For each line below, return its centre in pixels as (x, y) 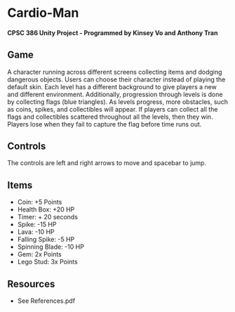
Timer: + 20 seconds (48, 217)
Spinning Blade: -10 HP (51, 247)
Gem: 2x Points (39, 254)
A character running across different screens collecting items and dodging (115, 72)
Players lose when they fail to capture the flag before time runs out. (105, 124)
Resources (31, 284)
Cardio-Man (43, 13)
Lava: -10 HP (36, 232)
